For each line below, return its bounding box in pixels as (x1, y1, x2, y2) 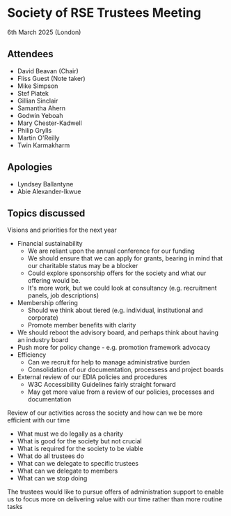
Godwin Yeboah (17, 111, 64, 119)
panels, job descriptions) (27, 291, 99, 300)
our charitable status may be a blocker (27, 262, 138, 270)
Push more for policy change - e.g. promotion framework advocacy (17, 344, 211, 352)
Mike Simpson (17, 82, 58, 90)
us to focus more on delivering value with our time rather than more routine (7, 495, 223, 503)
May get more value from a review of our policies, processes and (27, 388, 214, 396)
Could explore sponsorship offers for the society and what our (27, 269, 207, 277)
